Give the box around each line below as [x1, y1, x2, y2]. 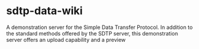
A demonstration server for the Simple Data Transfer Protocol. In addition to [6, 24, 193, 31]
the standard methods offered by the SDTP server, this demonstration [6, 30, 179, 37]
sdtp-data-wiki [6, 4, 83, 18]
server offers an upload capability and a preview [6, 36, 126, 43]
